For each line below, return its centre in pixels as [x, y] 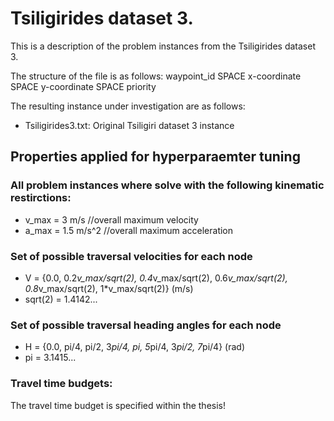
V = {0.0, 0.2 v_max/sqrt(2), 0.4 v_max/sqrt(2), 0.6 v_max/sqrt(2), [156, 278]
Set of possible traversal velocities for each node [131, 256]
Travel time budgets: [61, 384]
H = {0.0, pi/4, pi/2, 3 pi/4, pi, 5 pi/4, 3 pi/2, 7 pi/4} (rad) [134, 347]
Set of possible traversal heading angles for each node [146, 325]
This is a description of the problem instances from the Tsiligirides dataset [163, 46]
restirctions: [41, 198]
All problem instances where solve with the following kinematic [167, 185]
